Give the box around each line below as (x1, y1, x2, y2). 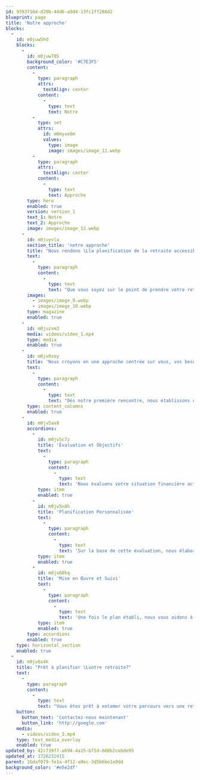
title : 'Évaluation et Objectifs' (37, 442, 124, 448)
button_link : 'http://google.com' (21, 720, 108, 726)
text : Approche (48, 192, 86, 198)
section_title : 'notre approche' (27, 242, 110, 248)
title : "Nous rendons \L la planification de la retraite (27, 247, 171, 254)
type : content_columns (27, 403, 84, 409)
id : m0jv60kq (37, 570, 70, 576)
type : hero (27, 198, 54, 204)
